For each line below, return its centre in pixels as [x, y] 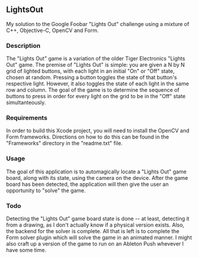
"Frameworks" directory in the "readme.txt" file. [64, 143]
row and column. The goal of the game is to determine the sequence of [93, 90]
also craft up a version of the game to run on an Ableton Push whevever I [95, 244]
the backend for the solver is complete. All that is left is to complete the [93, 231]
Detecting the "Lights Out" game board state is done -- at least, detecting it [98, 219]
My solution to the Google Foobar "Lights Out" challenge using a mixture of [98, 24]
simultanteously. [26, 102]
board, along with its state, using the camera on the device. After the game [97, 178]
